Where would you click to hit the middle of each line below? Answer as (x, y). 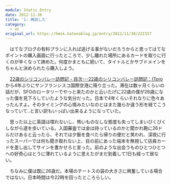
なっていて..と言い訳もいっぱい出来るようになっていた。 (64, 111)
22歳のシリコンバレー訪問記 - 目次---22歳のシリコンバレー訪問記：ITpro (87, 79)
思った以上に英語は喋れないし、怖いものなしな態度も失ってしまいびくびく (88, 122)
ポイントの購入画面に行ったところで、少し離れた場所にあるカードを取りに (83, 55)
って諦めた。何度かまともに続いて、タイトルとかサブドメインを (99, 62)
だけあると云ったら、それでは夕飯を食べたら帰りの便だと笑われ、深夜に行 (88, 134)
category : (16, 24)
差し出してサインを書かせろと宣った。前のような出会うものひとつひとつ (90, 147)
